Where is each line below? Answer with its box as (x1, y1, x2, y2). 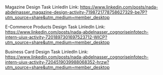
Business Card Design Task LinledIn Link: (5, 49, 88, 55)
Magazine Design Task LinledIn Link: (5, 4, 80, 10)
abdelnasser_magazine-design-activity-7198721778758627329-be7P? (5, 9, 147, 15)
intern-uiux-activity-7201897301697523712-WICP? (5, 34, 108, 40)
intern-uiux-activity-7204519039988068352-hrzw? (5, 59, 109, 65)
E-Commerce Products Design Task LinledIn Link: (5, 24, 106, 30)
